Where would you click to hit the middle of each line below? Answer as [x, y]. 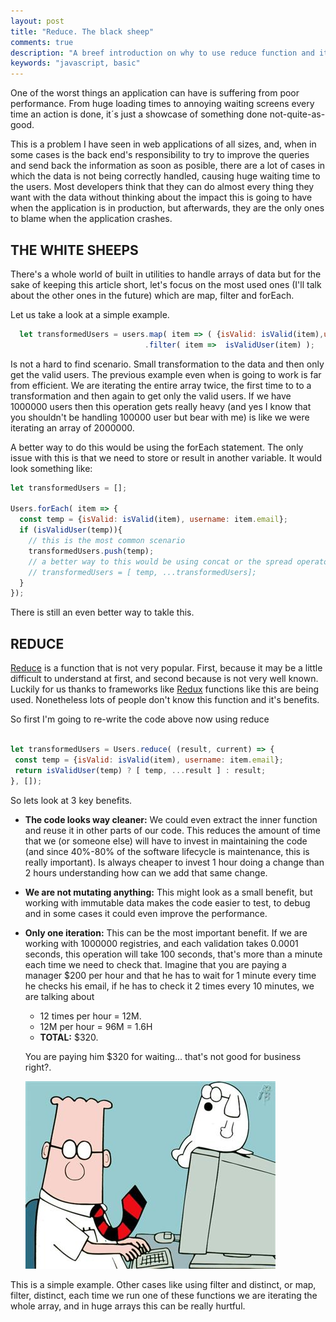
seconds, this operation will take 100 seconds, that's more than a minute [173, 954]
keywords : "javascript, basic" [75, 63]
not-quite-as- [297, 114]
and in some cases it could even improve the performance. [146, 913]
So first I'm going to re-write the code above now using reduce [140, 719]
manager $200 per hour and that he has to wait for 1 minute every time [170, 975]
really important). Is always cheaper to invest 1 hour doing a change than [174, 862]
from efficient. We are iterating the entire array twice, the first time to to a [161, 385]
